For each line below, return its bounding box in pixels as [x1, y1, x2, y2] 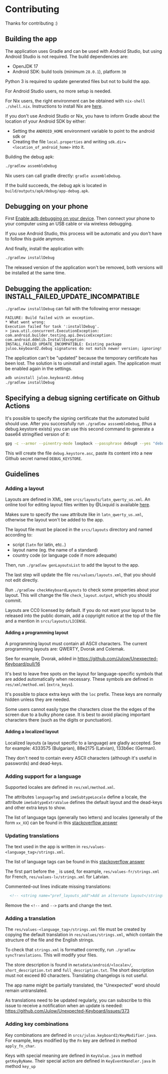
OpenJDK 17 [12, 63, 38, 69]
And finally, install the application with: [5, 245, 84, 252]
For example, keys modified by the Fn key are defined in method [5, 1037, 137, 1043]
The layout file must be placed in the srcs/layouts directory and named [5, 526, 152, 532]
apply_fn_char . [5, 1042, 36, 1049]
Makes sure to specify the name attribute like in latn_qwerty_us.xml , [5, 511, 143, 517]
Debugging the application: [5, 284, 92, 293]
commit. [5, 597, 22, 604]
